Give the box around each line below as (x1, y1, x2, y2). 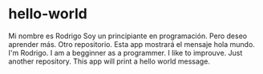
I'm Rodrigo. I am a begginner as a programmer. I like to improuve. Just (8, 48, 243, 57)
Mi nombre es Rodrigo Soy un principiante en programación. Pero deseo (8, 31, 247, 41)
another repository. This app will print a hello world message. (8, 56, 211, 66)
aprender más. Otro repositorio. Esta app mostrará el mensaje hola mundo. (8, 39, 255, 49)
